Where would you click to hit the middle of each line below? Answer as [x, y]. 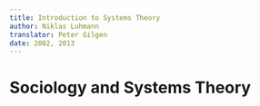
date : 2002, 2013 [42, 43]
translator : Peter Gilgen [58, 34]
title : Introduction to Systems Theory [85, 18]
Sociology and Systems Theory [130, 88]
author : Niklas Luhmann [55, 26]
